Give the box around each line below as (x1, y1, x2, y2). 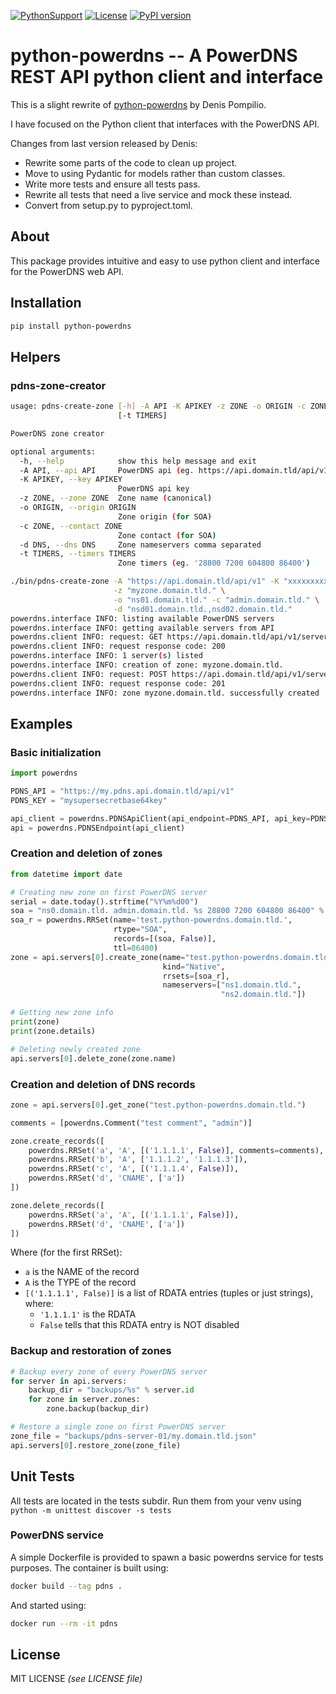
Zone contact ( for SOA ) (117, 530, 217, 540)
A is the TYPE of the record (24, 1276, 137, 1289)
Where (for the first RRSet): (10, 1246, 123, 1259)
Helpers (10, 348, 61, 365)
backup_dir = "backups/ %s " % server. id (28, 1385, 195, 1395)
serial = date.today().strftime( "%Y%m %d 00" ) (10, 896, 199, 907)
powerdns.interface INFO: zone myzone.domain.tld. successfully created (10, 688, 320, 698)
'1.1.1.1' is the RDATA (39, 1308, 137, 1320)
